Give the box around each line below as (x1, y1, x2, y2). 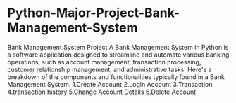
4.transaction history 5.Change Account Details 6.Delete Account (7, 88, 197, 96)
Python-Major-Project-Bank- (7, 5, 180, 21)
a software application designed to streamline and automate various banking (7, 50, 230, 59)
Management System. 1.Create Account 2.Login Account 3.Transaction (7, 80, 213, 88)
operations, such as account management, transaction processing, (7, 57, 201, 66)
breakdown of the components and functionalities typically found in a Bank (7, 72, 225, 81)
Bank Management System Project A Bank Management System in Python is (7, 43, 229, 51)
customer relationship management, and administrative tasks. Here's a (7, 65, 213, 74)
